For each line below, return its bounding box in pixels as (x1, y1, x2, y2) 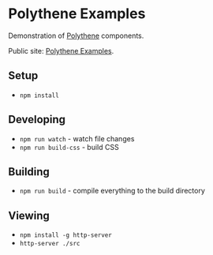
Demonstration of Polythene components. (8, 31, 144, 40)
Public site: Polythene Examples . (8, 46, 114, 55)
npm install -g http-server (19, 231, 112, 239)
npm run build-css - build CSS (19, 142, 120, 152)
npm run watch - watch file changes (19, 133, 135, 143)
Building (8, 165, 50, 178)
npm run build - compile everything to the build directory (19, 186, 205, 196)
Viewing (8, 208, 50, 222)
